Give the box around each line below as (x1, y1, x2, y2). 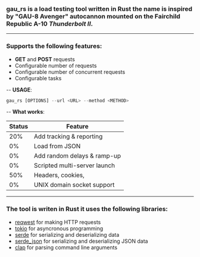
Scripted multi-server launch (33, 161, 115, 170)
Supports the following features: (6, 42, 102, 51)
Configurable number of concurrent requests (14, 68, 126, 76)
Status (9, 123, 29, 131)
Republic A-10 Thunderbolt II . (6, 20, 93, 28)
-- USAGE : (6, 86, 32, 93)
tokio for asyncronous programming (14, 225, 104, 232)
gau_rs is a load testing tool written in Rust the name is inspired (6, 5, 192, 13)
